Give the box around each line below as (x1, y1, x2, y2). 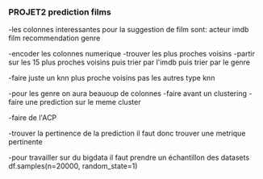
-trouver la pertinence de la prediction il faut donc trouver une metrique (8, 128, 246, 139)
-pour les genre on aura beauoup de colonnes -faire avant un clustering (8, 89, 248, 98)
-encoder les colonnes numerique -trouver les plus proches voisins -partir (8, 49, 256, 59)
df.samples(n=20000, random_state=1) (8, 161, 138, 171)
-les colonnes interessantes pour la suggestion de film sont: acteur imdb (8, 25, 249, 35)
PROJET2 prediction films (8, 6, 111, 18)
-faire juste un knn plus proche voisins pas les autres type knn (8, 73, 215, 83)
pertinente (8, 137, 43, 147)
